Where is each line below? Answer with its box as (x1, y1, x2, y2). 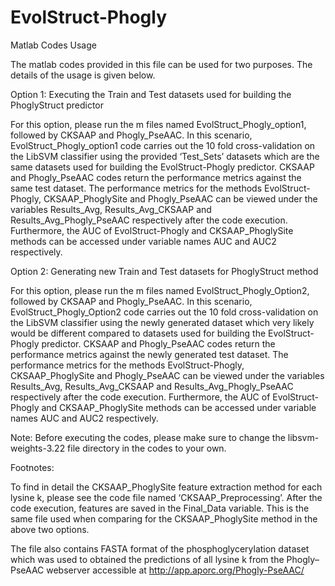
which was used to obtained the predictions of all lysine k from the (10, 553, 285, 565)
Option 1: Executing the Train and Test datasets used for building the (10, 88, 292, 100)
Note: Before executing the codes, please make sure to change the (10, 431, 286, 443)
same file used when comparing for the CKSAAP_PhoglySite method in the (10, 512, 318, 525)
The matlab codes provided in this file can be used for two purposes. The (10, 58, 313, 70)
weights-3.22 (10, 442, 66, 454)
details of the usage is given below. (10, 69, 156, 81)
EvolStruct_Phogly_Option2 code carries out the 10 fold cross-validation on (10, 306, 319, 318)
